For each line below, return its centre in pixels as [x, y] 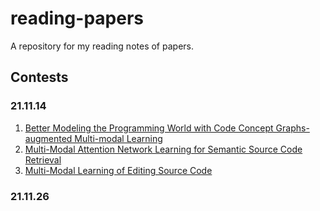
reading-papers [77, 18]
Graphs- [292, 128]
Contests [39, 77]
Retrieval [43, 159]
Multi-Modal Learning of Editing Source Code [118, 170]
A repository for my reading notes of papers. [102, 46]
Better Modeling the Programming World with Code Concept [149, 128]
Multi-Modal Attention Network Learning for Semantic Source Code [163, 149]
